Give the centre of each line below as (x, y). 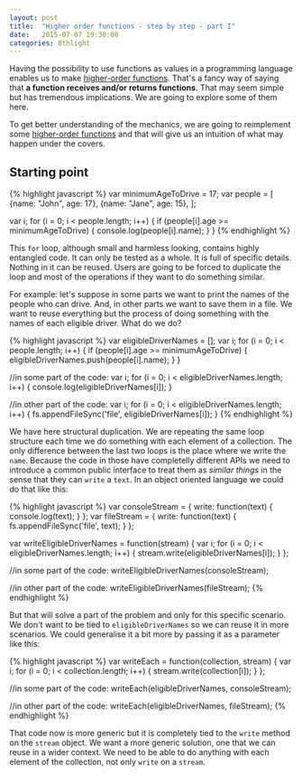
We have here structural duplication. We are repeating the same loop (137, 432)
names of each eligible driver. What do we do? (96, 323)
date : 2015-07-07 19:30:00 (64, 34)
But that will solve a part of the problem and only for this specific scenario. (148, 615)
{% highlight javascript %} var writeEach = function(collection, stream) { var (150, 661)
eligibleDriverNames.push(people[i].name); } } (95, 360)
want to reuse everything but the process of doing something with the (139, 313)
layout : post (34, 18)
